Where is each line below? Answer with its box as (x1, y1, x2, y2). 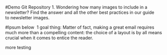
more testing (5, 45, 31, 50)
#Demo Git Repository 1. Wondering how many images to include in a (5, 4, 147, 10)
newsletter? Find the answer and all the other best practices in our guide (5, 9, 154, 15)
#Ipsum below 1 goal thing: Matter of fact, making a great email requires (5, 24, 154, 30)
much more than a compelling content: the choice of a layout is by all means (5, 30, 162, 35)
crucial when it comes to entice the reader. (5, 35, 93, 41)
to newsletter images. (5, 15, 50, 20)
